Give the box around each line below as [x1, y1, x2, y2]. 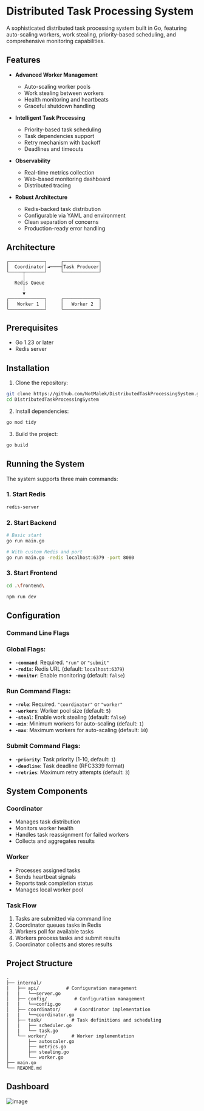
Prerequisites [6, 322, 58, 333]
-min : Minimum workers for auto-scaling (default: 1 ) [15, 720, 144, 727]
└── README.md [6, 1065, 42, 1071]
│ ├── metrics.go [6, 1044, 67, 1050]
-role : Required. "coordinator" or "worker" [15, 701, 123, 708]
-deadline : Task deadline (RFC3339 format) [15, 762, 125, 769]
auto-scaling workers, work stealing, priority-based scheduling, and [6, 30, 176, 38]
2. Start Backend [6, 518, 56, 527]
